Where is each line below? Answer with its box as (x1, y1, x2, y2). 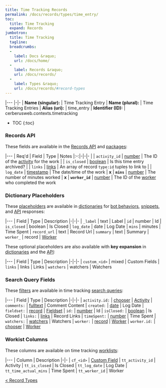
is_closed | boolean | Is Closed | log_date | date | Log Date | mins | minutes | (5, 223, 161, 229)
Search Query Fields (5, 277, 55, 284)
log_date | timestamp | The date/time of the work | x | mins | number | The (5, 169, 156, 175)
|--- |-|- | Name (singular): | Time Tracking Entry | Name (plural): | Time (5, 99, 154, 105)
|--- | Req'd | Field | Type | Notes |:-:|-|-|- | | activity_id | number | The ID (5, 153, 158, 159)
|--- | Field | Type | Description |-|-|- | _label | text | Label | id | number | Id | (5, 218, 162, 224)
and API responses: (5, 208, 45, 214)
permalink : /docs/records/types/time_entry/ (5, 12, 99, 17)
